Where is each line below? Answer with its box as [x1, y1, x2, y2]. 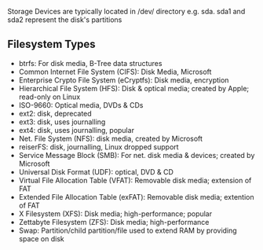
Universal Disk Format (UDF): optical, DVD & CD [18, 167, 174, 176]
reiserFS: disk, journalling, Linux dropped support [18, 142, 179, 152]
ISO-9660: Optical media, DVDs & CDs [18, 100, 144, 109]
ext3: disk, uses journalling [18, 117, 106, 127]
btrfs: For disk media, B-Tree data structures [18, 58, 163, 68]
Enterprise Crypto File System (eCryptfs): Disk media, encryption [18, 75, 229, 85]
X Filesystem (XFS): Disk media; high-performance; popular [18, 208, 213, 219]
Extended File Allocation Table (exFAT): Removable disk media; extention [18, 192, 254, 201]
